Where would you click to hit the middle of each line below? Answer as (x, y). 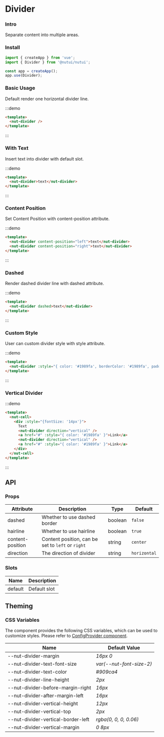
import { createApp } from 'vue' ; (40, 58)
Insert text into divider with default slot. (44, 159)
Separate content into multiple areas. (42, 35)
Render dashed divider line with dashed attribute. (54, 284)
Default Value (124, 648)
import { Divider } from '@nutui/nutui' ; (48, 62)
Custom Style (21, 333)
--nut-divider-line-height (38, 680)
